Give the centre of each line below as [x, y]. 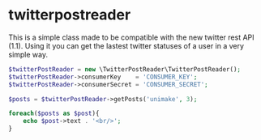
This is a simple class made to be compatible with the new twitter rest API [131, 37]
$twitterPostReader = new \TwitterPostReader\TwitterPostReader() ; [125, 69]
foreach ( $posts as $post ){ [54, 114]
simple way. [28, 54]
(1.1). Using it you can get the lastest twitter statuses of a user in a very [126, 45]
